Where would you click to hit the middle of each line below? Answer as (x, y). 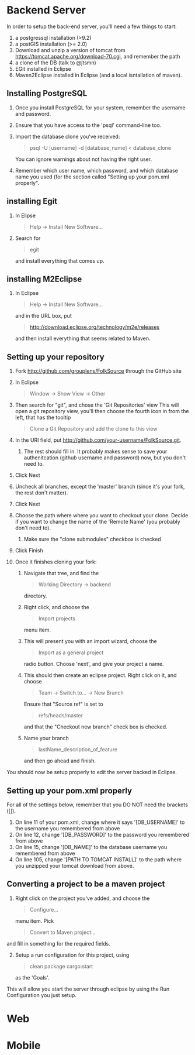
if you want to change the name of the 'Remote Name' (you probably (97, 522)
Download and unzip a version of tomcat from (70, 50)
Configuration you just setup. (41, 995)
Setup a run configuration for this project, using (72, 955)
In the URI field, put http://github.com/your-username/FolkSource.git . (98, 440)
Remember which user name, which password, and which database (97, 170)
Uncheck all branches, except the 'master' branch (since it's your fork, (100, 487)
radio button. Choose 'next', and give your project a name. (94, 664)
